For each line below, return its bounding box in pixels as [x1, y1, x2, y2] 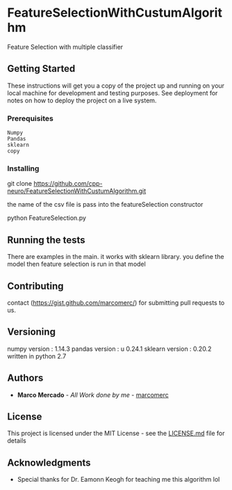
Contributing [7, 280, 64, 292]
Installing [7, 164, 40, 173]
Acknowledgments [7, 457, 92, 468]
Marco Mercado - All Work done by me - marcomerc [17, 390, 169, 399]
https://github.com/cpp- [33, 180, 103, 188]
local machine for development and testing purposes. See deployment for [7, 88, 218, 97]
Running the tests [7, 234, 85, 246]
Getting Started [7, 63, 76, 74]
